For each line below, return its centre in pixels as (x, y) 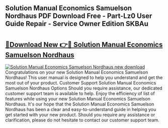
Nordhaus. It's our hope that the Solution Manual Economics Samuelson (80, 104)
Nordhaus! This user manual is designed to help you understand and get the (84, 77)
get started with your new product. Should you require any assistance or (80, 115)
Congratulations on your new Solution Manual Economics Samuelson (77, 72)
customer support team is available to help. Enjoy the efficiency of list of (80, 93)
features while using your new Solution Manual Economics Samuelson (78, 99)
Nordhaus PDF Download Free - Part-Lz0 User (79, 16)
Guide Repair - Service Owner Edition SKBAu (77, 24)
